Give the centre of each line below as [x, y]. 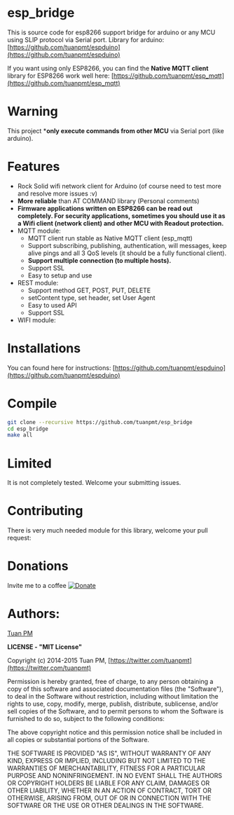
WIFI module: [36, 320]
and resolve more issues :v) [57, 193]
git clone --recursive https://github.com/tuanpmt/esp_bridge [100, 422]
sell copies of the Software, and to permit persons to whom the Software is [116, 711]
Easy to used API [52, 305]
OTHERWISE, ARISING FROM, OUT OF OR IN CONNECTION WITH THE [109, 798]
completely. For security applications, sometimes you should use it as [121, 216]
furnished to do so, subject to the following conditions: [86, 719]
